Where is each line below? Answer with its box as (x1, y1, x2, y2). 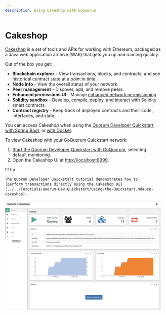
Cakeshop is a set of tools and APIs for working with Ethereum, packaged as (5, 46, 161, 52)
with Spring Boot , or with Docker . (5, 127, 73, 133)
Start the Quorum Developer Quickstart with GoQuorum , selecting (12, 146, 147, 153)
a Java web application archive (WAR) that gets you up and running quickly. (5, 51, 159, 57)
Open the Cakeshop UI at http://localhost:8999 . (12, 157, 109, 163)
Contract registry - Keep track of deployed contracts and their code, (12, 107, 153, 113)
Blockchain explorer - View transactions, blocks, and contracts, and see (12, 71, 161, 77)
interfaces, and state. (12, 113, 56, 118)
